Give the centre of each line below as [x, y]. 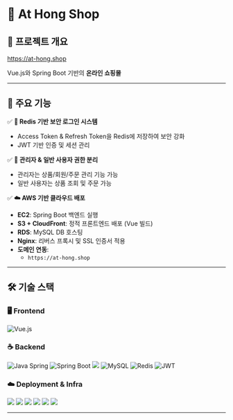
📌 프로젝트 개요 [37, 41]
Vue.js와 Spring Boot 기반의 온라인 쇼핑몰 [64, 73]
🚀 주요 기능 [29, 103]
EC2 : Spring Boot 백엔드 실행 [58, 215]
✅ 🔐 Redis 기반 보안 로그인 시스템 [53, 121]
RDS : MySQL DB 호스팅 [50, 232]
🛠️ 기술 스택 [31, 287]
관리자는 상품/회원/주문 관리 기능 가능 [68, 174]
